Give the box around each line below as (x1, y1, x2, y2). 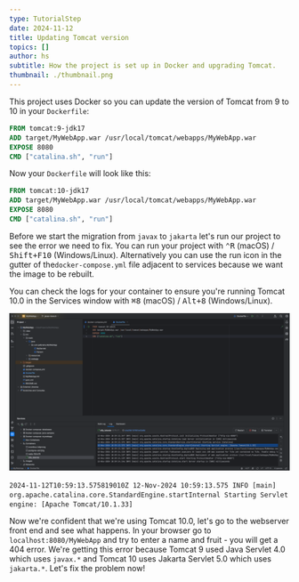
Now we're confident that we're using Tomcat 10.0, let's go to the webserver (9, 516, 289, 527)
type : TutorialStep (9, 14, 82, 23)
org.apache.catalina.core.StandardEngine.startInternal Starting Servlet (9, 490, 289, 500)
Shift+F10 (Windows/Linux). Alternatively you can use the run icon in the (9, 249, 282, 260)
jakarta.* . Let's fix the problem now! (9, 563, 145, 574)
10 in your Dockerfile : (9, 105, 90, 116)
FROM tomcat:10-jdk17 (9, 187, 90, 196)
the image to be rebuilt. (9, 268, 95, 279)
